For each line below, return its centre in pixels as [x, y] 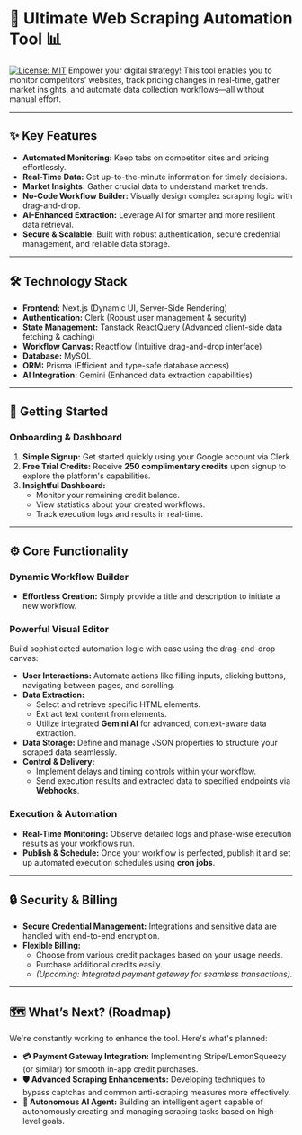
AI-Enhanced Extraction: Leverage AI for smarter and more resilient [149, 214]
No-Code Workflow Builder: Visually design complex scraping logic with [157, 195]
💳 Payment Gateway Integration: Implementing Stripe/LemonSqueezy [154, 1057]
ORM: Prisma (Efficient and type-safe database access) [126, 365]
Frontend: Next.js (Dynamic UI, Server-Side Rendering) [124, 308]
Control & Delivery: [58, 762]
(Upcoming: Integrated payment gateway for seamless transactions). [164, 974]
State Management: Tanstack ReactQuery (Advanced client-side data [152, 327]
